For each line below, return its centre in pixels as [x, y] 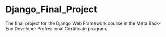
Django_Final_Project [51, 9]
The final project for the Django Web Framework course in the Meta [76, 23]
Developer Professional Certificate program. [61, 28]
